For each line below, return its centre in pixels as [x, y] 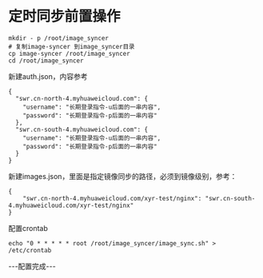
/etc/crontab [30, 250]
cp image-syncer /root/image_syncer [69, 54]
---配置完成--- [32, 266]
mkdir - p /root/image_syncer [59, 38]
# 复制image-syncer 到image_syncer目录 [72, 46]
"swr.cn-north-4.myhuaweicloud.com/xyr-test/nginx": [112, 198]
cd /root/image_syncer [46, 61]
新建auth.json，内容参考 [48, 76]
